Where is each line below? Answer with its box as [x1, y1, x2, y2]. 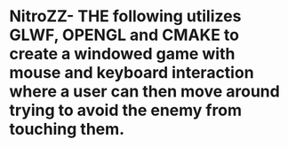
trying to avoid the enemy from [9, 100, 243, 120]
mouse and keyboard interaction [9, 63, 255, 83]
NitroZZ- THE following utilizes [9, 6, 242, 27]
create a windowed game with [9, 44, 236, 64]
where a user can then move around [9, 81, 280, 102]
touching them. [9, 120, 125, 139]
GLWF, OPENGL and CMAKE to [9, 25, 240, 45]
